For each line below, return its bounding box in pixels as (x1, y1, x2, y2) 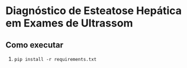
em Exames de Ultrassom (5, 16, 133, 30)
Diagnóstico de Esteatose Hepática (5, 4, 182, 18)
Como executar (5, 40, 63, 50)
